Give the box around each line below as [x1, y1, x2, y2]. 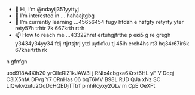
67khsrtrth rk [14, 47, 48, 53]
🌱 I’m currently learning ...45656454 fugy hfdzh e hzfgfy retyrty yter [14, 19, 184, 25]
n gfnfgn [6, 58, 28, 65]
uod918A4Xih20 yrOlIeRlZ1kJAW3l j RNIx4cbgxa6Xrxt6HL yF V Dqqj [6, 69, 175, 76]
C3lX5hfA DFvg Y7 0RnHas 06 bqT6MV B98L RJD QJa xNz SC [6, 76, 161, 83]
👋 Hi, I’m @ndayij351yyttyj [14, 6, 80, 13]
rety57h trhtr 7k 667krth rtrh [14, 24, 85, 32]
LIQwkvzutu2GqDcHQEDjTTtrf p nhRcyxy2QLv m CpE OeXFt [6, 82, 156, 89]
